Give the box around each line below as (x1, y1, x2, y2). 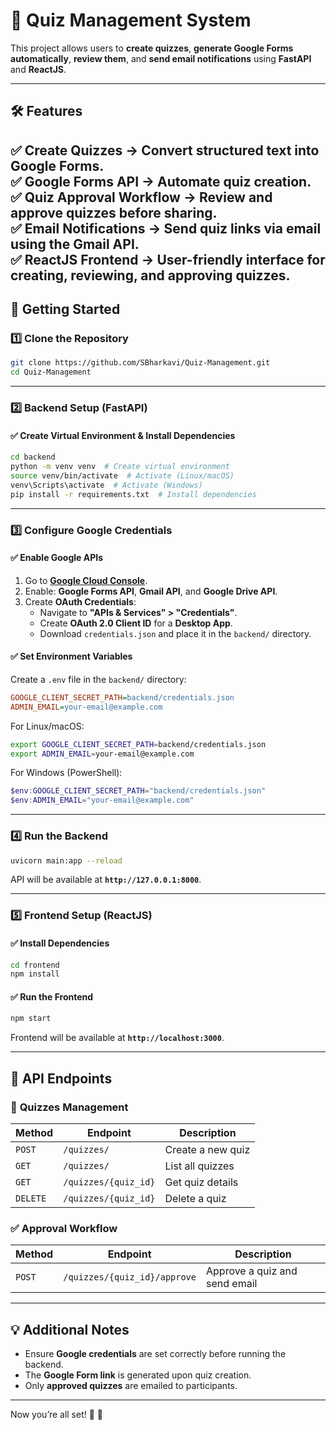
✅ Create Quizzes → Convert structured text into (10, 142, 320, 159)
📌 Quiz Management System (10, 9, 252, 32)
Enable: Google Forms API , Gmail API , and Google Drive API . (24, 585, 278, 597)
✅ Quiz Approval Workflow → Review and (10, 189, 273, 206)
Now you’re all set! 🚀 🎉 (10, 1409, 104, 1421)
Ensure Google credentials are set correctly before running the (24, 1348, 287, 1360)
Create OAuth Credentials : (24, 595, 137, 608)
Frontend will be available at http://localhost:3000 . (10, 1032, 225, 1044)
